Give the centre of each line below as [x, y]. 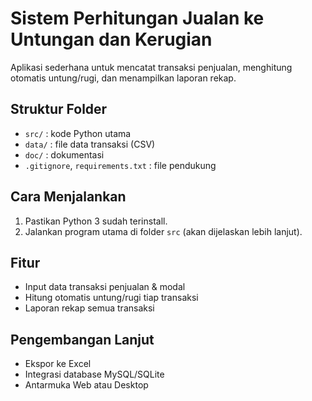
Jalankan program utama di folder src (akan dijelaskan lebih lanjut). [163, 231]
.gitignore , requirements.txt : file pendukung [120, 165]
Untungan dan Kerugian [111, 39]
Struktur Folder [59, 109]
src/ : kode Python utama [78, 133]
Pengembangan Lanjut [82, 339]
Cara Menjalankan [68, 197]
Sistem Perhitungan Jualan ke [137, 18]
